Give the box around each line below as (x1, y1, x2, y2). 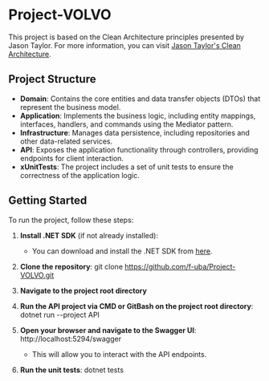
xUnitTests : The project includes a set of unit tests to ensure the (19, 162, 234, 172)
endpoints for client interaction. (19, 153, 124, 163)
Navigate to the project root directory (19, 286, 147, 295)
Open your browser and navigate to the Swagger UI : (19, 325, 197, 334)
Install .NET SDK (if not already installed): (19, 230, 159, 240)
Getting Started (8, 194, 88, 208)
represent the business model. (19, 102, 121, 111)
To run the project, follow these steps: (8, 215, 134, 225)
